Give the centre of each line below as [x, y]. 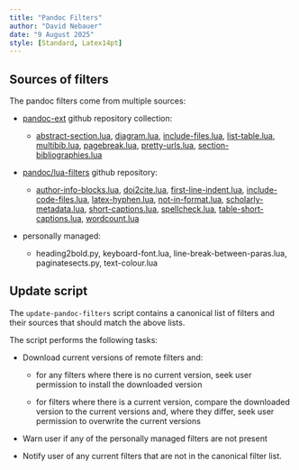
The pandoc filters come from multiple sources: [98, 101]
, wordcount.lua [110, 219]
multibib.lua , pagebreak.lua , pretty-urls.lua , [116, 146]
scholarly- [245, 200]
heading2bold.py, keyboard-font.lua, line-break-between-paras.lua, [161, 254]
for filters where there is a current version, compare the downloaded [163, 402]
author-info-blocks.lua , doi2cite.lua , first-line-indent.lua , [140, 190]
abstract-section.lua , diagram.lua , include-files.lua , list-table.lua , [155, 136]
